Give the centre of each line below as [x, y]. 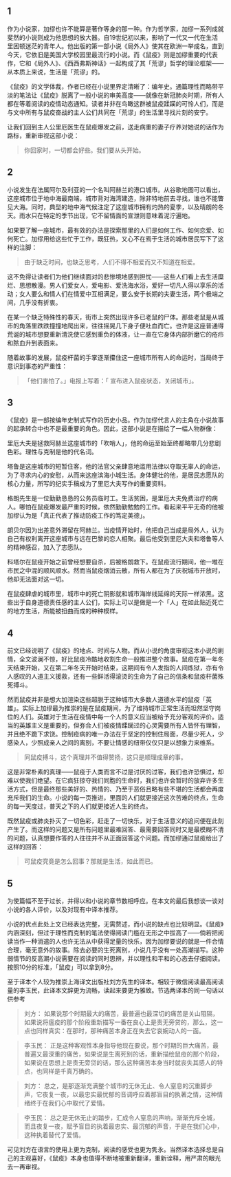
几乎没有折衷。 [40, 302]
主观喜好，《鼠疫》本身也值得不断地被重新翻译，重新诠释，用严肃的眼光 [120, 1158]
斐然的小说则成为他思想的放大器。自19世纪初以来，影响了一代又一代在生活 [113, 37]
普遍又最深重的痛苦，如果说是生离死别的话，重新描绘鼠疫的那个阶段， [123, 1054]
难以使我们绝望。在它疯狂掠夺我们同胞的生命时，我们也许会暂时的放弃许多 [112, 781]
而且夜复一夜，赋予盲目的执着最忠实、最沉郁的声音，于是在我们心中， [123, 1126]
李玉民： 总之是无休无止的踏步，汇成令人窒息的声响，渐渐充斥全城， [121, 1118]
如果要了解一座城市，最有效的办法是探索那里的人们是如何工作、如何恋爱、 [112, 230]
